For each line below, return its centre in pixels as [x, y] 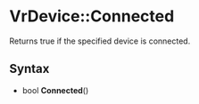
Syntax [29, 69]
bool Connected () [55, 90]
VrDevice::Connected [92, 16]
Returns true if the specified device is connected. [100, 41]
